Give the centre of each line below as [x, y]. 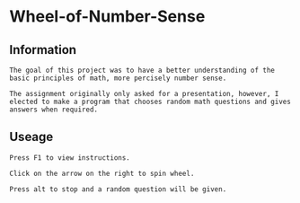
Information [43, 50]
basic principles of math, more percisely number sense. [118, 78]
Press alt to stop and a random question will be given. [118, 189]
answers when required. [54, 110]
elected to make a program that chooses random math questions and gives [150, 101]
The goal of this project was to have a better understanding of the [142, 70]
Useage [31, 137]
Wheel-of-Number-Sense [107, 17]
